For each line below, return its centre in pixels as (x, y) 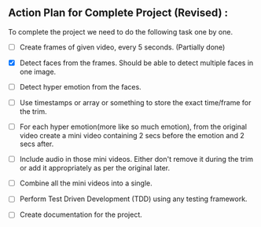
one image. (38, 71)
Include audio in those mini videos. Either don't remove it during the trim (136, 159)
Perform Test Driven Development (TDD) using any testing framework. (133, 199)
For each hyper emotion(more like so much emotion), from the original (133, 127)
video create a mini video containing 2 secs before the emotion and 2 (132, 136)
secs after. (37, 144)
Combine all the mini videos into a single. (86, 183)
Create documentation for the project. (81, 214)
